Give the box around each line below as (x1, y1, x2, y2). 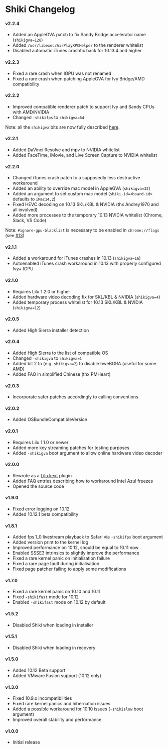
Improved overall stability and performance (12, 717, 102, 723)
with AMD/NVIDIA (12, 109, 49, 115)
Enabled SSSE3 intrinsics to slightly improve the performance (12, 550, 139, 556)
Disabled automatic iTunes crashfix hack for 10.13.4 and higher (12, 48, 142, 54)
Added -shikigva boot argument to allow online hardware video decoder (12, 450, 162, 456)
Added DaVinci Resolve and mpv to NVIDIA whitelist (12, 147, 120, 153)
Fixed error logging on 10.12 (12, 506, 70, 512)
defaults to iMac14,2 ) (12, 196, 56, 202)
